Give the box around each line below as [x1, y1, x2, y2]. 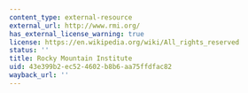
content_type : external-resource [9, 12, 133, 22]
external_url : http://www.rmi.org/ [9, 21, 141, 30]
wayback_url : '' [9, 71, 69, 80]
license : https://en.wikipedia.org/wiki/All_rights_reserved [9, 37, 240, 47]
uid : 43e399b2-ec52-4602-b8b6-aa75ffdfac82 [9, 63, 173, 72]
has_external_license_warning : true [9, 29, 144, 38]
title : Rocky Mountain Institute [9, 54, 133, 63]
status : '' [9, 46, 50, 55]
